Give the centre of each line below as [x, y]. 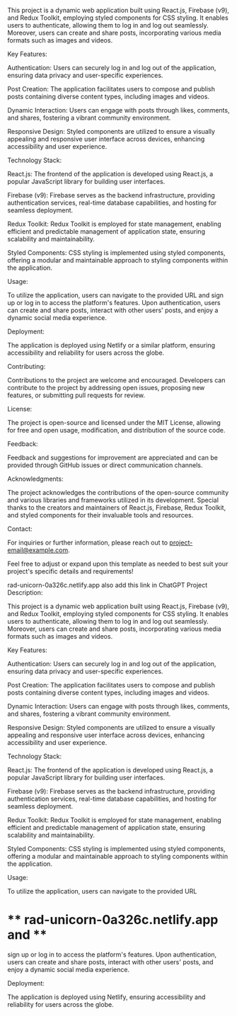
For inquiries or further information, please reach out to [88, 542]
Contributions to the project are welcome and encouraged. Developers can [116, 380]
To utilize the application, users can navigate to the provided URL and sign [116, 295]
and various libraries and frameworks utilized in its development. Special [113, 500]
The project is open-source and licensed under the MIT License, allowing [114, 423]
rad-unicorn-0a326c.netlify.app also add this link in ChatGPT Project [108, 585]
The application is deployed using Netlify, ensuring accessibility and [106, 997]
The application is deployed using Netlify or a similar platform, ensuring [111, 345]
